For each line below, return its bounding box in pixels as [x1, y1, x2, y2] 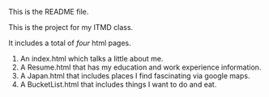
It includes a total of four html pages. [8, 38, 131, 48]
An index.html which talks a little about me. [19, 54, 164, 63]
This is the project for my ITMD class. [8, 23, 134, 32]
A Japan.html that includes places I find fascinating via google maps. [19, 71, 250, 80]
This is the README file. [8, 7, 89, 16]
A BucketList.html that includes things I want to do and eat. [19, 80, 217, 89]
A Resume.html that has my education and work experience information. [19, 62, 262, 72]
